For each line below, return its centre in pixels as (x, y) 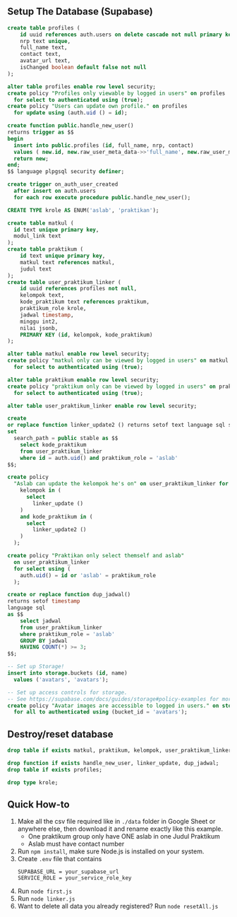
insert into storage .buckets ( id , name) (68, 673)
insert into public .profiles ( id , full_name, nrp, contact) (104, 145)
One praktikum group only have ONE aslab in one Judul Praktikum (124, 836)
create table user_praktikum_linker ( (64, 282)
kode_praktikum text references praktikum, (85, 302)
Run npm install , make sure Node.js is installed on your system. (111, 851)
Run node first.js (45, 891)
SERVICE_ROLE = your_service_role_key (74, 878)
